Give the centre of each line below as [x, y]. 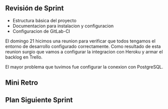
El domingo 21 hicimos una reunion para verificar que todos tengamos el [80, 41]
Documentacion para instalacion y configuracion [63, 26]
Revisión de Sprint [35, 8]
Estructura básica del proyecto [44, 20]
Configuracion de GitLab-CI [41, 31]
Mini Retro [22, 83]
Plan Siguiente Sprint [39, 100]
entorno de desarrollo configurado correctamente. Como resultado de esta [83, 46]
